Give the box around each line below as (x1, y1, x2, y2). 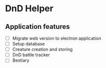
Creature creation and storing (12, 46, 73, 52)
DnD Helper (5, 3, 53, 14)
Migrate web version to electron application (12, 35, 102, 41)
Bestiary (12, 57, 30, 64)
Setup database (12, 41, 45, 47)
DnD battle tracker (12, 52, 50, 58)
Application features (5, 23, 70, 31)
